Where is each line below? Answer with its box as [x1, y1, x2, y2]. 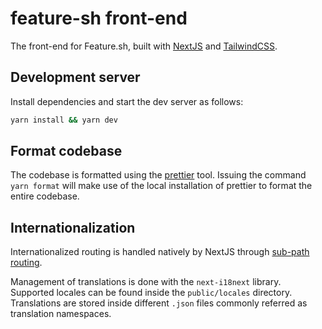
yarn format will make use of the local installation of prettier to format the [10, 180, 313, 192]
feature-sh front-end [10, 7, 188, 30]
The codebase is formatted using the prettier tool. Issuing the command [10, 169, 307, 181]
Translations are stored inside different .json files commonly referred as [10, 297, 308, 309]
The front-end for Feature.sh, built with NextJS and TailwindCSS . [10, 40, 278, 52]
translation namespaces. [10, 308, 112, 320]
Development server [10, 69, 141, 86]
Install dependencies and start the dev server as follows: [10, 95, 244, 107]
